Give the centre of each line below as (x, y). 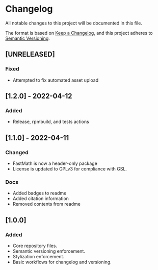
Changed (17, 152)
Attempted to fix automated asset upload (55, 80)
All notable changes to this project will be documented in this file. (74, 23)
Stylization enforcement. (38, 256)
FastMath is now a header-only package (55, 163)
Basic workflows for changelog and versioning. (62, 262)
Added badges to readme (39, 193)
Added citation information (41, 199)
